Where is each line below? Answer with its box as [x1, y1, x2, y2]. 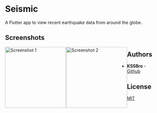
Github [127, 68, 140, 74]
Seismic [5, 3, 38, 15]
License [127, 82, 152, 91]
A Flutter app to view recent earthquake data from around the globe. [5, 19, 142, 25]
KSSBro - [127, 63, 146, 69]
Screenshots [5, 34, 45, 42]
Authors [127, 50, 153, 58]
